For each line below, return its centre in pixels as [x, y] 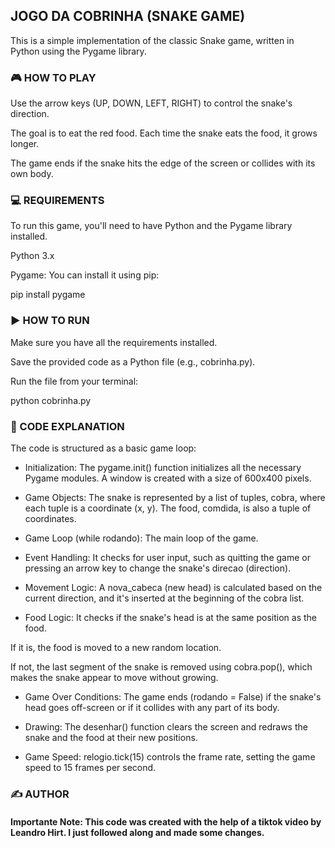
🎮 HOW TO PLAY [53, 77]
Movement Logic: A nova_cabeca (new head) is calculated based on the [173, 587]
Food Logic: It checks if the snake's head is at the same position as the [170, 617]
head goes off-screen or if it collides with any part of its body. [152, 707]
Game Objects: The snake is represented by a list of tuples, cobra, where [175, 497]
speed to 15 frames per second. [90, 767]
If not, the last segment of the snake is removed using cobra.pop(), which [161, 667]
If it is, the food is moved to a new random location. [116, 647]
